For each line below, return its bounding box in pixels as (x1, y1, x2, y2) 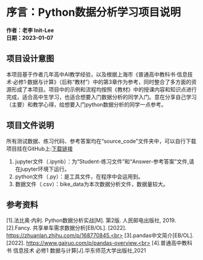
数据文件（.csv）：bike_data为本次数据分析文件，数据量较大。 (14, 180, 169, 188)
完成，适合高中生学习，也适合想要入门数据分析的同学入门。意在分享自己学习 (6, 93, 197, 100)
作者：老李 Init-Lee (6, 27, 54, 34)
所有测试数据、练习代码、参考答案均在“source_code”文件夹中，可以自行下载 (6, 137, 196, 145)
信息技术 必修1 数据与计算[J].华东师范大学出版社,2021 (13, 247, 146, 254)
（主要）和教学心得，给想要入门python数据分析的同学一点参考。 (6, 101, 167, 108)
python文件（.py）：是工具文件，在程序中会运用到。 (14, 173, 144, 180)
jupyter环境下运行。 (20, 165, 70, 173)
